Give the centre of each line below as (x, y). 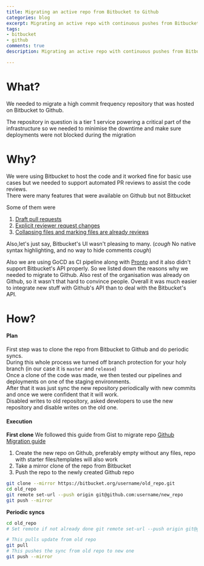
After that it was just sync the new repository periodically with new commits (101, 388)
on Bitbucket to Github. (35, 110)
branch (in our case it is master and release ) (61, 369)
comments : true (25, 46)
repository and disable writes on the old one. (62, 407)
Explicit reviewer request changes (57, 225)
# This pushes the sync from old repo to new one (70, 551)
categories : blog (28, 18)
